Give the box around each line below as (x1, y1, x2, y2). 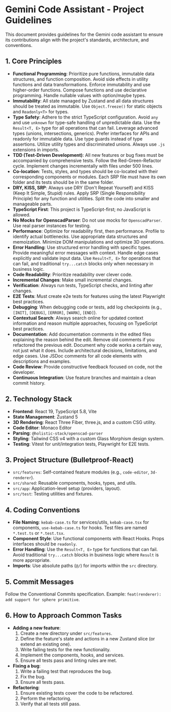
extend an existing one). (20, 641, 71, 647)
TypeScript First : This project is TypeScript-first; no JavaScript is (12, 206, 151, 212)
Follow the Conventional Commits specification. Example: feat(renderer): (5, 591, 162, 597)
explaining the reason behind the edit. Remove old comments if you (12, 336, 155, 343)
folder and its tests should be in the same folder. (12, 179, 114, 185)
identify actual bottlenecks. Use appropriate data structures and (12, 233, 148, 240)
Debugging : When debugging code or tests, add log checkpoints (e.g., (12, 304, 162, 310)
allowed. (12, 211, 31, 218)
